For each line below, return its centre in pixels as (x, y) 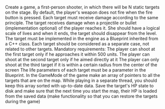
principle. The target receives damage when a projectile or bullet (71, 23)
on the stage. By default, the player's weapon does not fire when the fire (79, 12)
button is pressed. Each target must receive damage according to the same (82, 18)
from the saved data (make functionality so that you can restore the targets (82, 96)
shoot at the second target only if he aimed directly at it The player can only (82, 59)
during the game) (23, 101)
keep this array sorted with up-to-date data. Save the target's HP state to (80, 86)
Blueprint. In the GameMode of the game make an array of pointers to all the (83, 75)
